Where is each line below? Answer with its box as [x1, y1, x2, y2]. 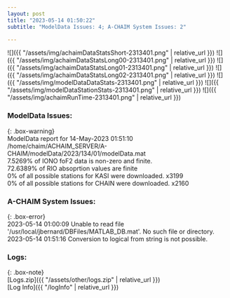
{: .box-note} [7, 268, 44, 277]
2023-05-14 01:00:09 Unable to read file [7, 219, 125, 228]
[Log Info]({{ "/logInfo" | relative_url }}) [7, 283, 119, 292]
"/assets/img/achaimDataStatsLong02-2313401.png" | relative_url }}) [16, 71, 215, 79]
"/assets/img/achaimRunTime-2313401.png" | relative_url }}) [7, 93, 181, 102]
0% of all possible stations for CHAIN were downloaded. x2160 [7, 179, 189, 187]
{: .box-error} [7, 212, 46, 221]
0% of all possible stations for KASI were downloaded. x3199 [7, 171, 184, 180]
